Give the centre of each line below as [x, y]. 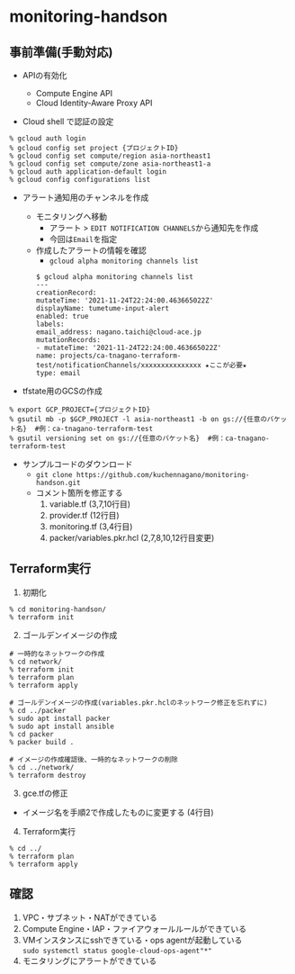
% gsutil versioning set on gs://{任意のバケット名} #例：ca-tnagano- [139, 438]
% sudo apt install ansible [62, 726]
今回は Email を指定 [83, 239]
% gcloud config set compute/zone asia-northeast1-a [110, 164]
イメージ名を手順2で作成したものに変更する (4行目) [118, 812]
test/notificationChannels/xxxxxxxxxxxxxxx [119, 365]
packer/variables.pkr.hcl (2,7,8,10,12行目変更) [132, 538]
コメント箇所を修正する [79, 493]
